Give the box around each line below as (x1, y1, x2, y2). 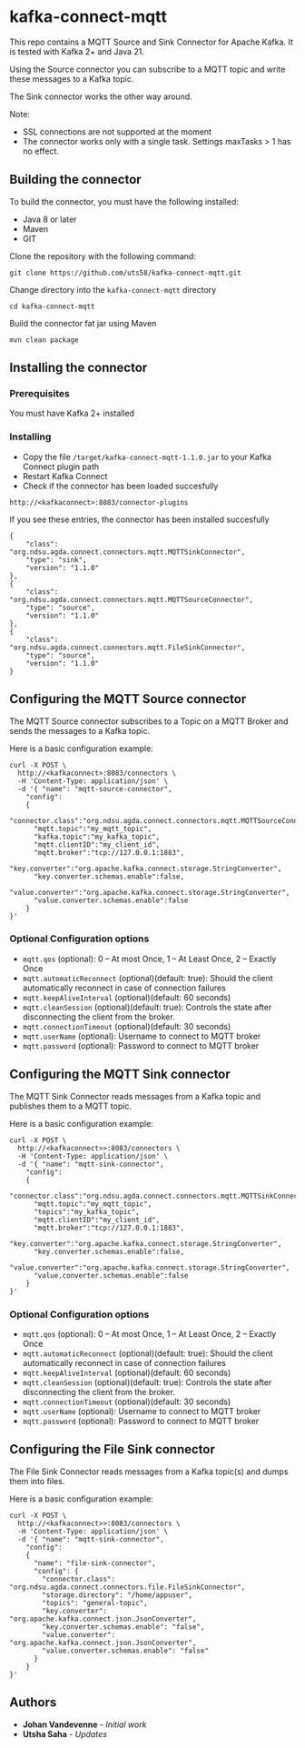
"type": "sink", (25, 555, 88, 565)
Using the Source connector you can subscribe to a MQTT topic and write (9, 64, 286, 75)
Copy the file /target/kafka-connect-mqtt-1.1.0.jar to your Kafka (22, 451, 272, 462)
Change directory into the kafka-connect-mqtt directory (9, 284, 217, 295)
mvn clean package (9, 335, 79, 345)
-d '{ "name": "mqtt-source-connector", (17, 784, 172, 793)
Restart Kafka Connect (22, 470, 108, 481)
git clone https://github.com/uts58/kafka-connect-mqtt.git (9, 268, 242, 277)
